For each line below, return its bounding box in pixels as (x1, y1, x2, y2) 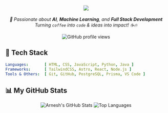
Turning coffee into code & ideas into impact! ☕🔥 (35, 22, 137, 28)
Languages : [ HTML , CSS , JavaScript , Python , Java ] (5, 62, 134, 67)
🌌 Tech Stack (5, 48, 48, 57)
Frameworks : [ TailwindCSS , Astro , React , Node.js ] (5, 67, 132, 72)
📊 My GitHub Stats (5, 86, 68, 95)
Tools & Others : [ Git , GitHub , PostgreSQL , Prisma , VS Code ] (5, 71, 145, 76)
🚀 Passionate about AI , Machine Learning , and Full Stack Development (9, 16, 163, 22)
